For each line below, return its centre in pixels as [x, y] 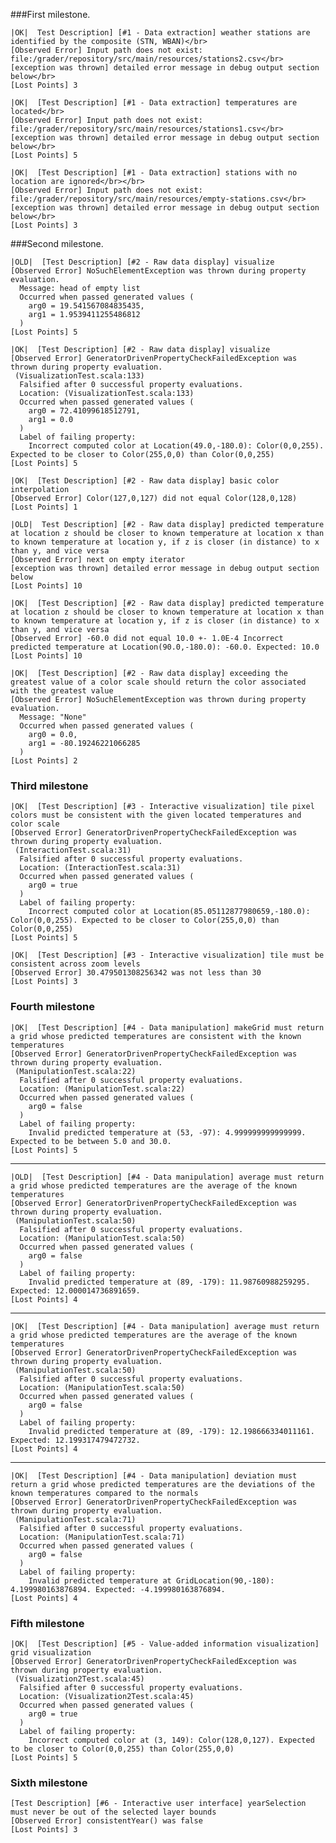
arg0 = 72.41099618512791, [84, 411]
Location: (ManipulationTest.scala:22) [102, 1089]
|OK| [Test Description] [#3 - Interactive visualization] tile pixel [162, 807]
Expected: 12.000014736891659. [75, 1290]
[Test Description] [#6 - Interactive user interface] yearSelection [158, 1804]
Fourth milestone [52, 1007]
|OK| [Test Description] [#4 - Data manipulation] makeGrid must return [167, 1027]
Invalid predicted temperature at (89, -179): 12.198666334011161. [171, 1431]
